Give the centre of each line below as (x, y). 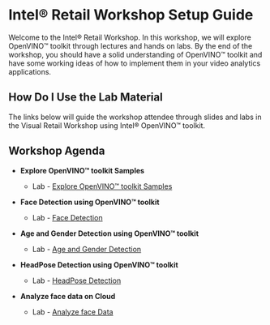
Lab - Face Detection (67, 217)
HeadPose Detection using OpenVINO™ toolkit (99, 264)
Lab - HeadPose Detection (77, 280)
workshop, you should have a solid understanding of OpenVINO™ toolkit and (135, 54)
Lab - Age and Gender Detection (87, 249)
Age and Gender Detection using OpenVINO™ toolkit (109, 233)
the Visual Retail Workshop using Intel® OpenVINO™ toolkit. (107, 125)
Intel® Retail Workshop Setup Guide (131, 15)
